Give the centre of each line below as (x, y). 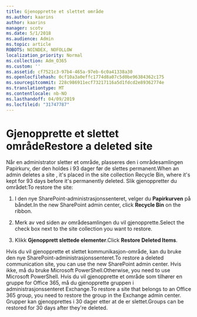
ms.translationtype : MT (35, 88)
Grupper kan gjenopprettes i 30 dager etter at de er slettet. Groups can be (95, 302)
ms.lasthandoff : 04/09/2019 (41, 99)
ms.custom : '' (24, 66)
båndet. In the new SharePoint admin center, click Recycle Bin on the (98, 205)
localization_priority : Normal (44, 55)
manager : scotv (25, 28)
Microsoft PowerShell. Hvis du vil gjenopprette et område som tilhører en (94, 276)
